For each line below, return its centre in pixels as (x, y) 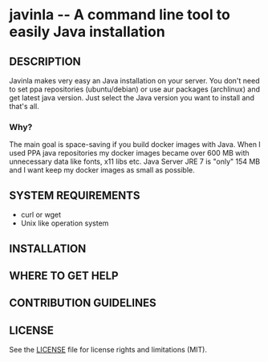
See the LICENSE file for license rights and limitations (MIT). (108, 350)
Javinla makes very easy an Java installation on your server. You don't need (134, 81)
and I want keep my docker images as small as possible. (102, 170)
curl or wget (41, 215)
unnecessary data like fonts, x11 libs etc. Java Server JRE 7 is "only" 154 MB (135, 161)
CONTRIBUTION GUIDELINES (83, 303)
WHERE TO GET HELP (64, 276)
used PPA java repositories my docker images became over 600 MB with (129, 153)
